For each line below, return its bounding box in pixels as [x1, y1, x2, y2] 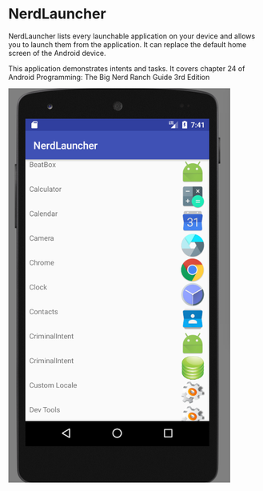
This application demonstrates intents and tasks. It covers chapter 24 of [8, 63, 245, 73]
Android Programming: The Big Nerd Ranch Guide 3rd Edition [8, 72, 210, 82]
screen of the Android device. [8, 48, 106, 58]
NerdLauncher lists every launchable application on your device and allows [8, 31, 256, 41]
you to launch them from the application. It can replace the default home [8, 39, 247, 49]
